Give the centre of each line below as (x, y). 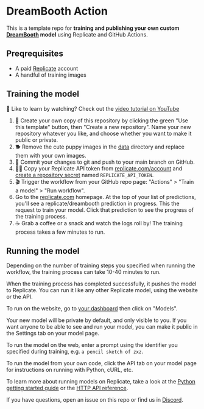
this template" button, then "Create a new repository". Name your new (103, 127)
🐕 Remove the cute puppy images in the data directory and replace (100, 147)
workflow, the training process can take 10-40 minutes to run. (84, 272)
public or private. (37, 140)
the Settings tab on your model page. (53, 334)
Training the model (43, 94)
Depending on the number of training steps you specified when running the (101, 265)
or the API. (19, 297)
